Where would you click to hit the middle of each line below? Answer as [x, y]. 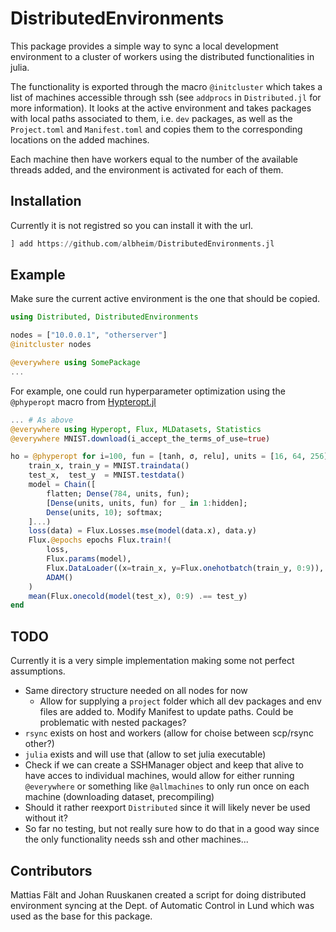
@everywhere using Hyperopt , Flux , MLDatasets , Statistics [136, 429]
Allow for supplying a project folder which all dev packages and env [180, 701]
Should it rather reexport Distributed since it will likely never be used [167, 808]
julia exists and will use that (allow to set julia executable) [145, 754]
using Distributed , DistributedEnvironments [104, 317]
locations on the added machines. [80, 139]
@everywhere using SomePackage [75, 363]
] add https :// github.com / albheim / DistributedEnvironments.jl [142, 243]
